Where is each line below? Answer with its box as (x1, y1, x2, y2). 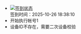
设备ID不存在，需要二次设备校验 (9, 24, 76, 30)
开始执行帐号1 (9, 18, 38, 23)
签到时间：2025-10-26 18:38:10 (9, 11, 75, 17)
